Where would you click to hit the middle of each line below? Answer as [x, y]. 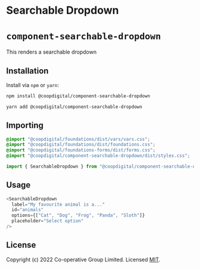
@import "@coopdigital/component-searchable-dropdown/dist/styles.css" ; [98, 156]
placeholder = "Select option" [48, 221]
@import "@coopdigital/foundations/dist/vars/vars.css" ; [78, 139]
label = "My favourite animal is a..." [58, 204]
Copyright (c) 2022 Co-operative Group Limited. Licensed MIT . [83, 259]
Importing [25, 126]
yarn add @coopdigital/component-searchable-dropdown [74, 107]
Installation [27, 71]
